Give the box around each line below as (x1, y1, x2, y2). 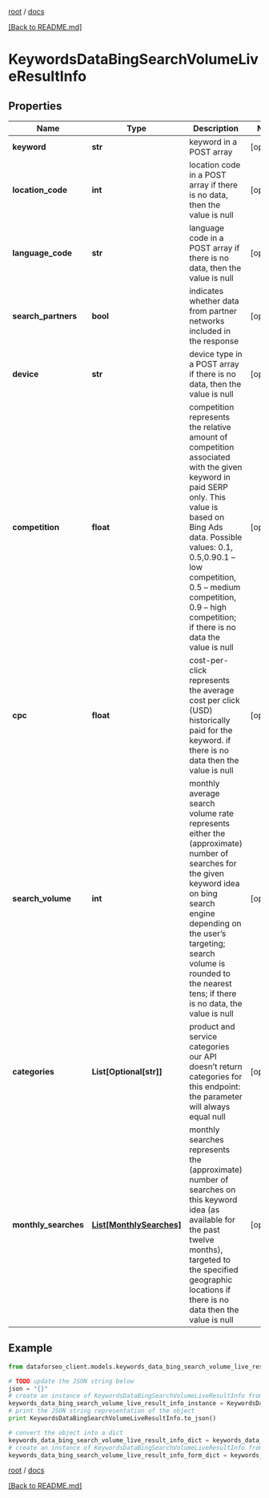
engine (189, 908, 215, 919)
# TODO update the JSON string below (8, 1377, 134, 1385)
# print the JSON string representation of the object (8, 1407, 195, 1416)
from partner (189, 306, 238, 316)
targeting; (189, 938, 226, 949)
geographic (189, 1275, 233, 1285)
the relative (189, 422, 231, 432)
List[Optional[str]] (91, 1066, 163, 1077)
